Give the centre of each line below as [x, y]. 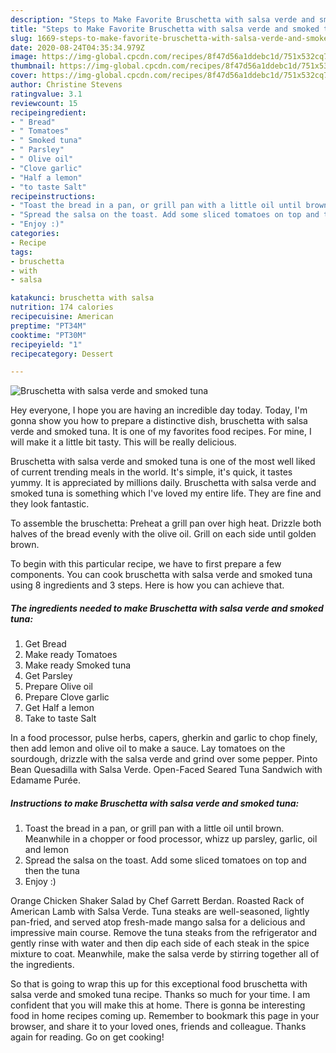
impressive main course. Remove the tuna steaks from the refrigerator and [163, 933]
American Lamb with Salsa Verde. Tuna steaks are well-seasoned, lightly [160, 912]
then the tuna [52, 871]
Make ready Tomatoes [71, 655]
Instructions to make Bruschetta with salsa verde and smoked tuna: [155, 803]
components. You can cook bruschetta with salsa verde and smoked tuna [161, 575]
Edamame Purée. [45, 780]
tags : [21, 252]
